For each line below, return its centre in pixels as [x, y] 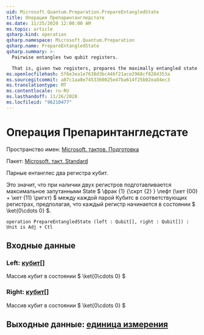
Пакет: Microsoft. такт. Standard [47, 161]
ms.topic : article [30, 29]
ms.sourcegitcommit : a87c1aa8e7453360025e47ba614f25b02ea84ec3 [88, 80]
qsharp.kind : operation [37, 35]
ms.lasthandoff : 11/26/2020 [42, 97]
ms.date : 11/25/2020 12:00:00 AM [49, 23]
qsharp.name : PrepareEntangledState [53, 46]
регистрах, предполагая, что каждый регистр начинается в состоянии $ [101, 204]
